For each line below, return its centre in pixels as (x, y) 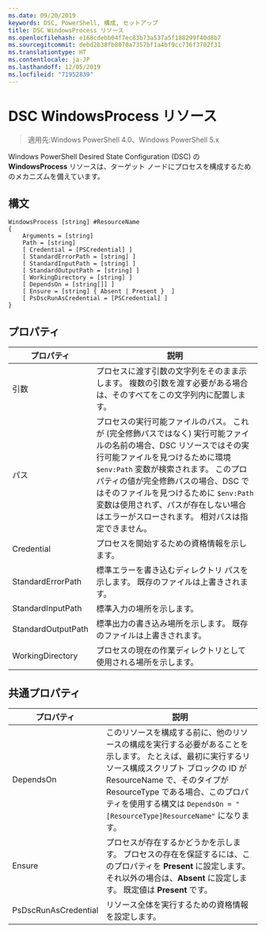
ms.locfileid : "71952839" (51, 74)
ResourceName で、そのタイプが (167, 780)
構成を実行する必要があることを (189, 744)
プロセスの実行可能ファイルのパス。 (163, 422)
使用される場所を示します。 (148, 662)
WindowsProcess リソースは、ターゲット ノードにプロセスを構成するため (130, 166)
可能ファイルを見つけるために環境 (167, 458)
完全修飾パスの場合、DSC (191, 482)
